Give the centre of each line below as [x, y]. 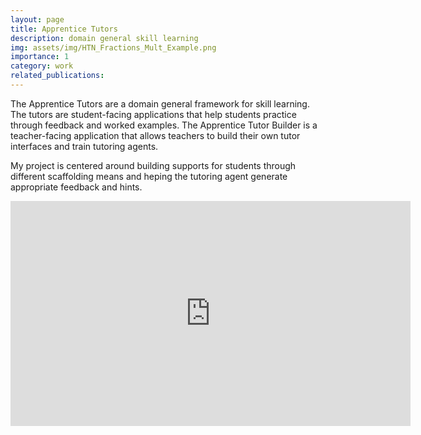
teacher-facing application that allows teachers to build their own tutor [155, 135]
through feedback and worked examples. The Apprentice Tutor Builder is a [164, 125]
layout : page [37, 19]
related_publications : [57, 76]
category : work [42, 66]
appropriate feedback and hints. [76, 187]
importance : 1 [40, 57]
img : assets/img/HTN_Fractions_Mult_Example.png [113, 47]
